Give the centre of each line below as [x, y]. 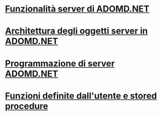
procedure [27, 106]
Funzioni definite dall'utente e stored [81, 96]
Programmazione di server [60, 63]
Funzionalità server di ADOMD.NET [77, 9]
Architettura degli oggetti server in [77, 31]
